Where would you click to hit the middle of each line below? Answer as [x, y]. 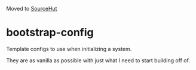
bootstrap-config [50, 33]
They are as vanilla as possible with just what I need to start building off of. [98, 60]
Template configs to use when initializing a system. [69, 49]
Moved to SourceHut [32, 9]
